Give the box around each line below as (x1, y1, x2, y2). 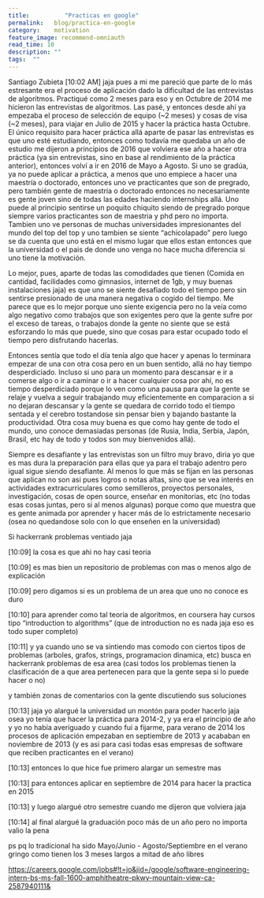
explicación (8, 571, 46, 580)
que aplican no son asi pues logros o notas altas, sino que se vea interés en (8, 475, 254, 484)
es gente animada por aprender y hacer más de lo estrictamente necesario (8, 508, 251, 517)
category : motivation (8, 26, 90, 34)
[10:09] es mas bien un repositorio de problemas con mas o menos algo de (8, 562, 251, 572)
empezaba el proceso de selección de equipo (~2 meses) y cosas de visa (8, 110, 247, 120)
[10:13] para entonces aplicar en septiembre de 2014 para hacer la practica (8, 778, 252, 788)
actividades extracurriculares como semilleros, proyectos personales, (8, 483, 235, 493)
